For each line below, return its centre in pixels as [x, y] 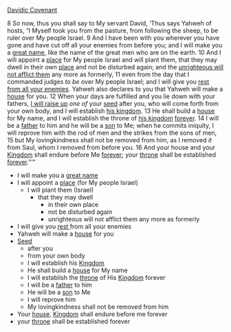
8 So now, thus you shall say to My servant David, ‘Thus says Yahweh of [109, 23]
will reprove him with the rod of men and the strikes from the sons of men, [112, 133]
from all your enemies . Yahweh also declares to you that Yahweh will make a [115, 89]
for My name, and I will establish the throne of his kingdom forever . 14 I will [113, 118]
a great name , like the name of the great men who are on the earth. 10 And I [114, 52]
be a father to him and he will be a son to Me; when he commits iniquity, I [111, 125]
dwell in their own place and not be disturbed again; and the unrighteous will [115, 67]
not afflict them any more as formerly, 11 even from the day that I [98, 74]
